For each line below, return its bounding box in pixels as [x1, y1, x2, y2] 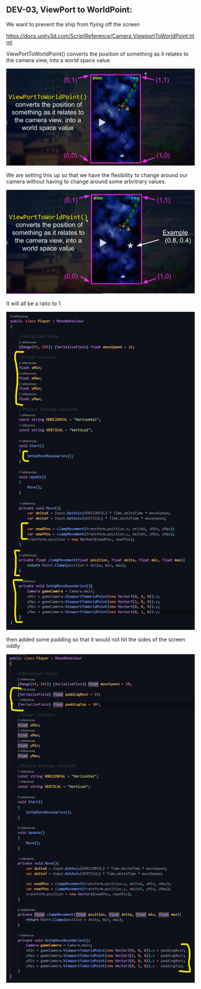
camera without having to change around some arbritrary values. [6, 178, 166, 185]
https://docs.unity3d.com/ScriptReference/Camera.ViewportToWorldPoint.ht [6, 32, 194, 40]
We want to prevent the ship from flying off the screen [6, 20, 140, 28]
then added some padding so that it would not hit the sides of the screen [6, 636, 185, 643]
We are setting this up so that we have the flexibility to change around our [6, 172, 188, 179]
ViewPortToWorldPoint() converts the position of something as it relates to [6, 50, 189, 57]
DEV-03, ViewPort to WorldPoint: [6, 5, 133, 15]
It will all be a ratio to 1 [6, 299, 61, 307]
